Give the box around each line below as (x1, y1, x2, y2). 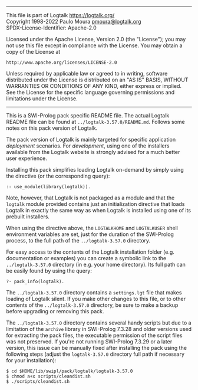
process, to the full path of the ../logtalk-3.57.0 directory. (6, 237, 151, 244)
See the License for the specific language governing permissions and (6, 89, 175, 96)
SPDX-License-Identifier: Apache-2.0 (6, 24, 97, 31)
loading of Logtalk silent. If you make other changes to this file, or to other (6, 296, 186, 302)
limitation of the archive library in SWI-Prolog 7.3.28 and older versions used (6, 326, 192, 332)
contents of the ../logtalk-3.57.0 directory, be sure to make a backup (6, 301, 179, 309)
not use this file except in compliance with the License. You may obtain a (6, 42, 183, 49)
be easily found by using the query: (6, 267, 93, 274)
